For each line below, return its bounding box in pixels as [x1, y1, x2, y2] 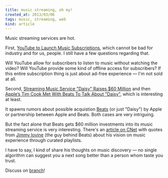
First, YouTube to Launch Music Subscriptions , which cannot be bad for [5, 45, 153, 51]
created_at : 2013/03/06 [5, 12, 55, 17]
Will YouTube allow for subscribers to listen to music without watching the [5, 60, 158, 66]
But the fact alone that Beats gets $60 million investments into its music [5, 121, 153, 127]
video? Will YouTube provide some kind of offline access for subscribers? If [5, 65, 161, 71]
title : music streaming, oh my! [5, 7, 73, 13]
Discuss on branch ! [5, 167, 45, 173]
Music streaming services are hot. [5, 35, 76, 41]
